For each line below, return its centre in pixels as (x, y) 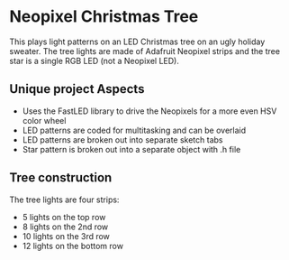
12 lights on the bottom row (73, 246)
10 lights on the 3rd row (66, 236)
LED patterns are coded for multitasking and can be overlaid (134, 130)
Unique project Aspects (77, 89)
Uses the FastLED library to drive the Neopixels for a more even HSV (149, 111)
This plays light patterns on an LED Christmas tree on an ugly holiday (137, 42)
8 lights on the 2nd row (65, 227)
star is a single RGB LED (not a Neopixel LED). (95, 60)
